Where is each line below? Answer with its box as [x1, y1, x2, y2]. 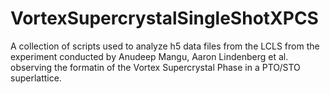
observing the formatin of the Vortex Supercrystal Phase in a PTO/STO [10, 61, 301, 73]
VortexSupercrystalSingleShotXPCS [10, 7, 319, 30]
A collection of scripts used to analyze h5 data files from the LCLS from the [10, 40, 320, 52]
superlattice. [10, 72, 62, 84]
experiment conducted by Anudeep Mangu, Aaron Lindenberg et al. [10, 50, 289, 62]
